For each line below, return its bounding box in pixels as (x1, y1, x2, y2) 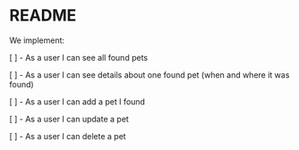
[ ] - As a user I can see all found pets (9, 52, 149, 62)
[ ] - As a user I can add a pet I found (9, 96, 146, 107)
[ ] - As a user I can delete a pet (9, 130, 127, 141)
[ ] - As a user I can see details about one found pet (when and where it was (9, 69, 290, 80)
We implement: (9, 35, 65, 46)
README (9, 5, 77, 26)
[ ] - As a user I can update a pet (9, 113, 130, 124)
